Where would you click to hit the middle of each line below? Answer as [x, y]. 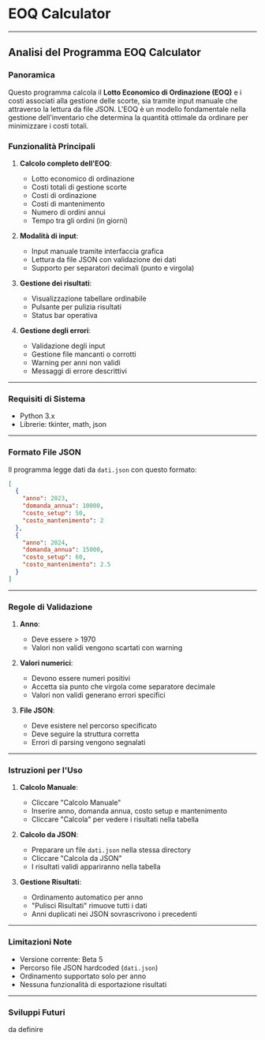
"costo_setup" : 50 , [54, 514]
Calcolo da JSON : [49, 835]
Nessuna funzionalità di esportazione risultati [93, 984]
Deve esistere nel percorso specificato [94, 726]
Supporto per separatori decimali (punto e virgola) [113, 267]
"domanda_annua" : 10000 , [63, 506]
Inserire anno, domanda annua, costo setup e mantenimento [129, 811]
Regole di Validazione [50, 607]
